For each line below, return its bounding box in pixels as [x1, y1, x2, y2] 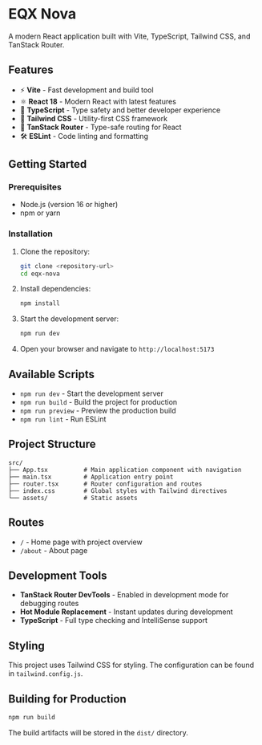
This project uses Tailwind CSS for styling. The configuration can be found [8, 660, 255, 670]
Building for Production [8, 692, 127, 706]
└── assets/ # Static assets [8, 494, 138, 502]
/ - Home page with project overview [19, 537, 143, 547]
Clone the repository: [19, 246, 91, 256]
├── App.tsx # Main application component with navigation [8, 466, 242, 474]
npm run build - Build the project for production [19, 397, 178, 407]
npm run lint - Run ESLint [19, 414, 107, 424]
